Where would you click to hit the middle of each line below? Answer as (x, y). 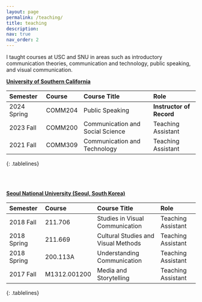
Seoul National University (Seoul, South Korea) (66, 193)
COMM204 (62, 110)
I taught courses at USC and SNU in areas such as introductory (84, 57)
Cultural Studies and (126, 236)
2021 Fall (23, 145)
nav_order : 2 (23, 40)
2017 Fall (23, 274)
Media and (112, 270)
